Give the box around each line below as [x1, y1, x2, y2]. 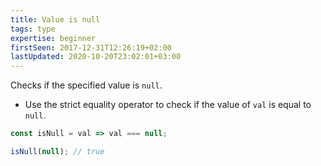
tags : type [10, 24, 56, 34]
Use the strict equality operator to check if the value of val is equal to [24, 99, 312, 111]
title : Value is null [10, 14, 101, 25]
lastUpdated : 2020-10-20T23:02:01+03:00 [10, 52, 182, 62]
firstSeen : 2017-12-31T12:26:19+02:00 [10, 42, 172, 53]
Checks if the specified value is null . [10, 79, 163, 91]
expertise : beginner [10, 33, 97, 43]
